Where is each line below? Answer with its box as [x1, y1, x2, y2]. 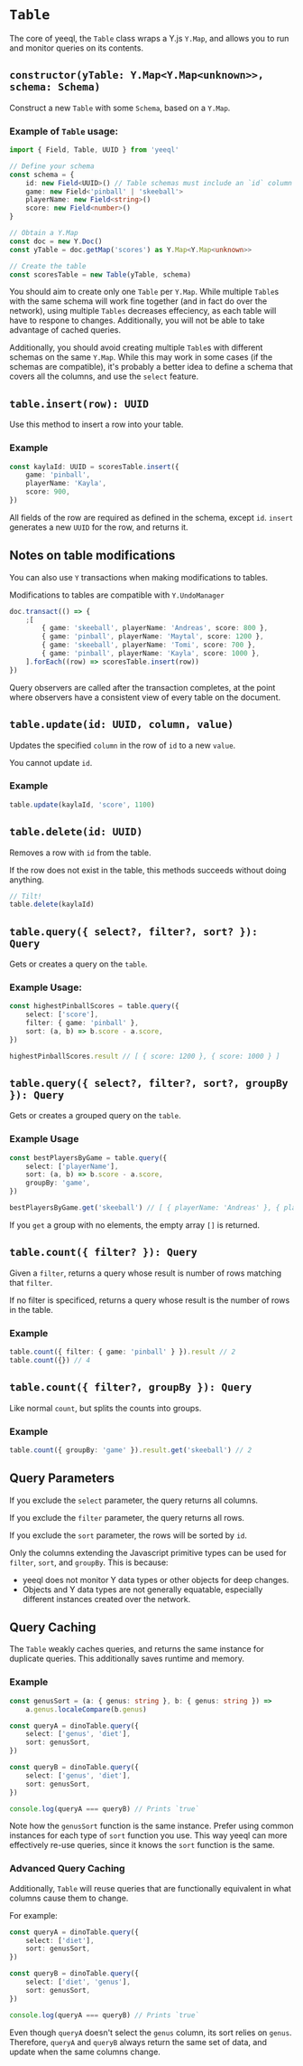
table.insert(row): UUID [9, 397, 150, 410]
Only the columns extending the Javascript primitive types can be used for [9, 1547, 287, 1558]
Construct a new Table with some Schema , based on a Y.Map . [9, 102, 231, 113]
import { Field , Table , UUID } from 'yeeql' [9, 146, 179, 155]
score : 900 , [25, 487, 70, 496]
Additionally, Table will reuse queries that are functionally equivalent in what [9, 1882, 291, 1893]
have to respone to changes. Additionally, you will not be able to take [9, 315, 265, 326]
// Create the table [9, 261, 87, 270]
